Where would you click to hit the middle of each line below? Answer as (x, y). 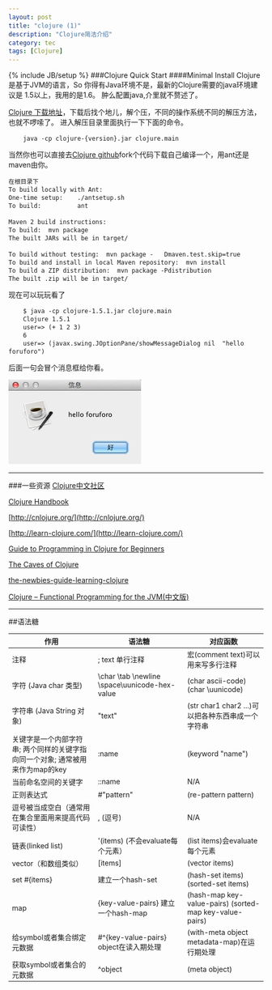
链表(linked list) (37, 845)
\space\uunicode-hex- (136, 685)
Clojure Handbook (38, 502)
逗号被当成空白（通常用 (51, 807)
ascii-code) (226, 681)
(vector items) (211, 863)
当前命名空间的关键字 (47, 782)
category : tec (32, 43)
